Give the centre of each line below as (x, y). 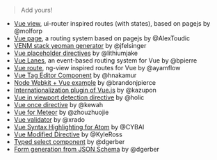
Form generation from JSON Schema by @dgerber (87, 149)
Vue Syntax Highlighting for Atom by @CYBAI (79, 127)
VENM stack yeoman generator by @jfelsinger (80, 46)
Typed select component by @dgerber (69, 142)
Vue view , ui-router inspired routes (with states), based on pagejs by (112, 23)
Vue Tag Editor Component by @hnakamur (75, 75)
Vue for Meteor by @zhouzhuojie (61, 112)
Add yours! (37, 10)
